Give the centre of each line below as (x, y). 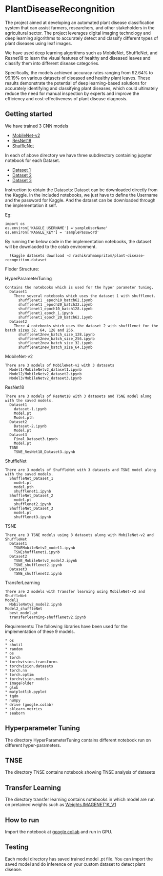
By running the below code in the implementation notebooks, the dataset (78, 241)
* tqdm (12, 696)
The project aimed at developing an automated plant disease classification (80, 22)
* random (14, 649)
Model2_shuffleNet (24, 608)
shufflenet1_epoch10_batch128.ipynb (55, 309)
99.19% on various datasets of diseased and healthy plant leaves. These (78, 78)
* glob (12, 687)
